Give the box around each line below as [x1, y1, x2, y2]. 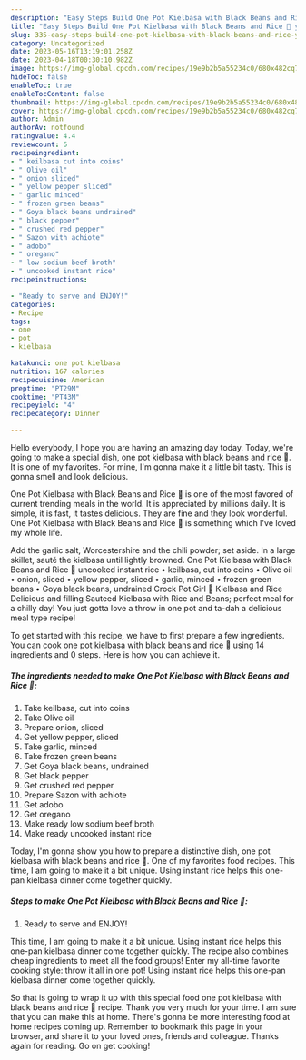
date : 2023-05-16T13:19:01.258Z [10, 47, 133, 56]
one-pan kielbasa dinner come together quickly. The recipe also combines [10, 946, 289, 956]
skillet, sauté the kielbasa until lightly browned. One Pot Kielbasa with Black [10, 555, 292, 565]
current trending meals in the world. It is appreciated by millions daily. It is [10, 499, 286, 509]
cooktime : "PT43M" [10, 392, 80, 401]
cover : [10, 106, 35, 115]
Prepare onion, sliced [23, 721, 104, 732]
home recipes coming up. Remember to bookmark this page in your [10, 1021, 262, 1032]
